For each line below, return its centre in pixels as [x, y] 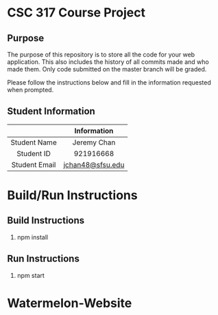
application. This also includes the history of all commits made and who [108, 62]
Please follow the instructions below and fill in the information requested [109, 83]
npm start [31, 275]
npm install [33, 237]
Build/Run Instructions [73, 195]
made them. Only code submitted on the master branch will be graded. [107, 69]
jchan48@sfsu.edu [94, 164]
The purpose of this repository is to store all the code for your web [101, 54]
